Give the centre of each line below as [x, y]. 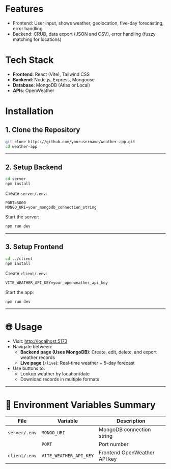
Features [24, 9]
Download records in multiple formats [60, 379]
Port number [113, 444]
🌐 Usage [24, 327]
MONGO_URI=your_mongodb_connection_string [51, 208]
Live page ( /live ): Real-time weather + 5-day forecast [77, 363]
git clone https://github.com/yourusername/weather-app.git [70, 142]
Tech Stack [30, 60]
